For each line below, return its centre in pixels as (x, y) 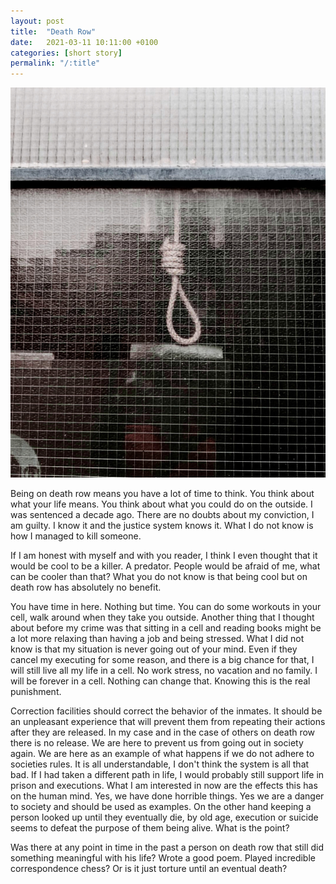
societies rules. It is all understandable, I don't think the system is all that (160, 764)
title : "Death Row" (53, 31)
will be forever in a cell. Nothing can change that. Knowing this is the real (160, 681)
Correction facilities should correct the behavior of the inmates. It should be (166, 711)
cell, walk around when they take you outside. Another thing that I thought (162, 617)
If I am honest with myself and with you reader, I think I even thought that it (164, 556)
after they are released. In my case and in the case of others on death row (163, 732)
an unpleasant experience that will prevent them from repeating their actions (168, 722)
